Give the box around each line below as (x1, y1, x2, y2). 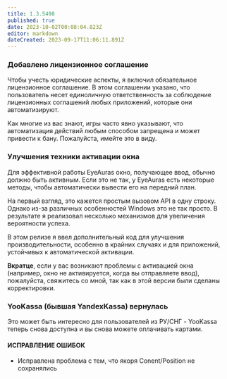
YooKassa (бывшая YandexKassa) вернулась (7, 301, 168, 311)
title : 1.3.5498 (7, 10, 55, 18)
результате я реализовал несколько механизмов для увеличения (7, 211, 206, 220)
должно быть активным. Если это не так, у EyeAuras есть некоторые (7, 175, 215, 184)
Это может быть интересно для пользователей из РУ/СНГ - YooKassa (7, 318, 217, 326)
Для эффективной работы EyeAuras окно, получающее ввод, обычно (7, 168, 216, 176)
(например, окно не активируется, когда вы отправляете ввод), (7, 268, 200, 277)
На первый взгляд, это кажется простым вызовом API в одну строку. (7, 197, 216, 205)
